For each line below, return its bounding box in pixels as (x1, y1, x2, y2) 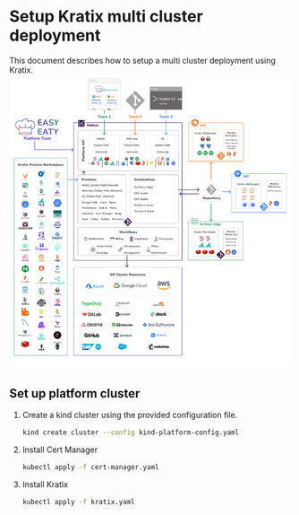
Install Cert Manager (21, 444, 98, 455)
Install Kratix (21, 478, 69, 490)
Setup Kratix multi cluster (9, 6, 203, 27)
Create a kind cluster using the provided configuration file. (21, 410, 238, 421)
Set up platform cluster (9, 386, 141, 401)
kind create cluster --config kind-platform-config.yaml (21, 428, 240, 437)
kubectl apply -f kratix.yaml (21, 497, 136, 506)
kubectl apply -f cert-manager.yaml (21, 463, 159, 472)
